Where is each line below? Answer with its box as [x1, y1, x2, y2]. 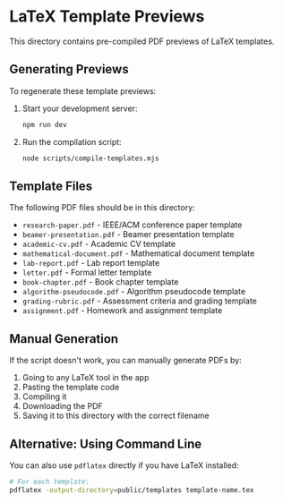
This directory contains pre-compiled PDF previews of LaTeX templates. [9, 36, 275, 47]
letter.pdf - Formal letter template [21, 267, 152, 278]
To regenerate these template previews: [9, 85, 157, 96]
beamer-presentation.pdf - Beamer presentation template [21, 229, 235, 240]
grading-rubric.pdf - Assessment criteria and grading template [21, 295, 257, 306]
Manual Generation [9, 331, 119, 346]
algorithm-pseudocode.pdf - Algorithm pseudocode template [21, 286, 246, 297]
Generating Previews [9, 62, 129, 77]
